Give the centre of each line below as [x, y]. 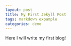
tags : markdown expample [31, 19]
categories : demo [23, 24]
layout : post [19, 10]
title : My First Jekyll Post [36, 14]
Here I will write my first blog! [36, 38]
